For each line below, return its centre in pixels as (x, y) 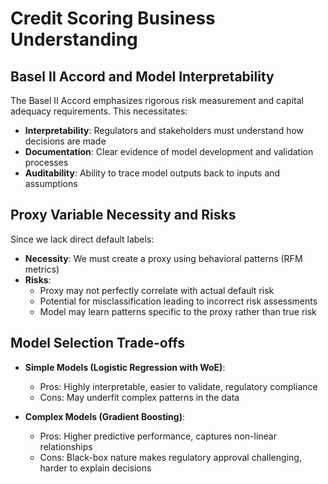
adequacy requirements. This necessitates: (99, 111)
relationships (66, 446)
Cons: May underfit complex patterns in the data (139, 397)
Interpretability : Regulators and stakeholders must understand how (164, 130)
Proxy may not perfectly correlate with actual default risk (157, 290)
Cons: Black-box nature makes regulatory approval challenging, (170, 457)
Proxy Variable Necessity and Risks (123, 215)
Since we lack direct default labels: (82, 239)
